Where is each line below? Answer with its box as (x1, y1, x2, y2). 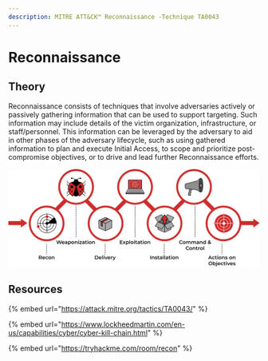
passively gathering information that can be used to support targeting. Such (8, 109, 258, 119)
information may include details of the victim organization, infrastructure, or (8, 118, 257, 128)
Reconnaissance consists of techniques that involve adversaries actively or (8, 101, 255, 111)
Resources (8, 283, 63, 296)
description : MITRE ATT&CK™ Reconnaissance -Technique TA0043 (8, 13, 219, 21)
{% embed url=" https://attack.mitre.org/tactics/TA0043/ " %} (8, 303, 208, 313)
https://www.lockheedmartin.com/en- (61, 319, 186, 329)
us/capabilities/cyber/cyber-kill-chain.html (8, 327, 148, 337)
